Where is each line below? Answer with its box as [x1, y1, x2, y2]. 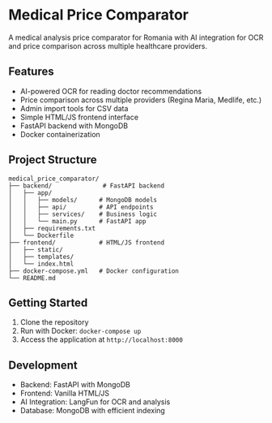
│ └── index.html [8, 260, 74, 268]
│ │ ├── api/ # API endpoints [8, 203, 154, 211]
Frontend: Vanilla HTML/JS [19, 388, 109, 399]
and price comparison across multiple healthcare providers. [8, 41, 208, 50]
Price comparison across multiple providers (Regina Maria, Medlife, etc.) [19, 95, 262, 105]
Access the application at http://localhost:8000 [19, 335, 184, 344]
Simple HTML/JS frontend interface [19, 112, 139, 122]
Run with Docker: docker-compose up [19, 326, 142, 336]
